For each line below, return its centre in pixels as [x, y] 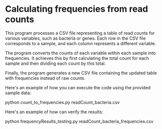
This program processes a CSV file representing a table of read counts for [80, 33]
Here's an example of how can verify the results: [54, 112]
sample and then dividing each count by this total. [55, 63]
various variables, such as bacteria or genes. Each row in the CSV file [75, 38]
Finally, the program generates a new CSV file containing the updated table [81, 73]
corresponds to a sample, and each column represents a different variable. [81, 43]
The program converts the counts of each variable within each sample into [81, 53]
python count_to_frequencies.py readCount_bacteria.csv [63, 102]
